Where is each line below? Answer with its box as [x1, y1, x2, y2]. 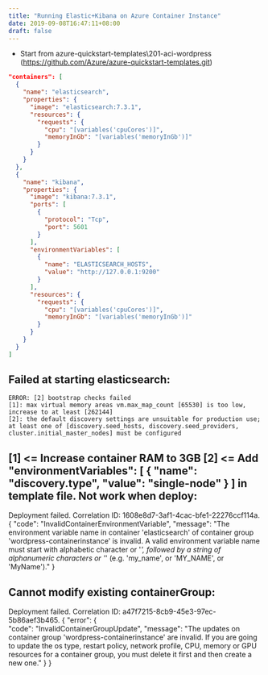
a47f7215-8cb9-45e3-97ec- [122, 606, 216, 617]
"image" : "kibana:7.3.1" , [29, 193, 117, 202]
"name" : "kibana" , [23, 178, 85, 186]
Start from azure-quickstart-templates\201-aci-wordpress [19, 49, 212, 59]
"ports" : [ [29, 201, 67, 209]
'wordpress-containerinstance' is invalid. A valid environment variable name [8, 536, 260, 546]
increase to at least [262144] [8, 408, 113, 416]
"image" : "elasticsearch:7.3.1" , [29, 102, 142, 111]
